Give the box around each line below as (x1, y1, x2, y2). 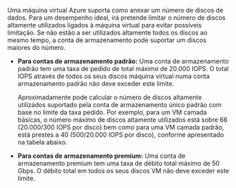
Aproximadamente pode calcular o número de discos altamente (17, 93, 202, 101)
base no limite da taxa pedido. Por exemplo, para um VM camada (17, 108, 207, 116)
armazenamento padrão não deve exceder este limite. (17, 80, 175, 87)
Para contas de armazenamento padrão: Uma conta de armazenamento (17, 57, 229, 65)
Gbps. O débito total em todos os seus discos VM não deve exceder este (17, 167, 230, 175)
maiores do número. (7, 44, 66, 51)
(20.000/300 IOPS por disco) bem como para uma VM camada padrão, (17, 123, 224, 131)
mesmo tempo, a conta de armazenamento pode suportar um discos (7, 36, 206, 44)
